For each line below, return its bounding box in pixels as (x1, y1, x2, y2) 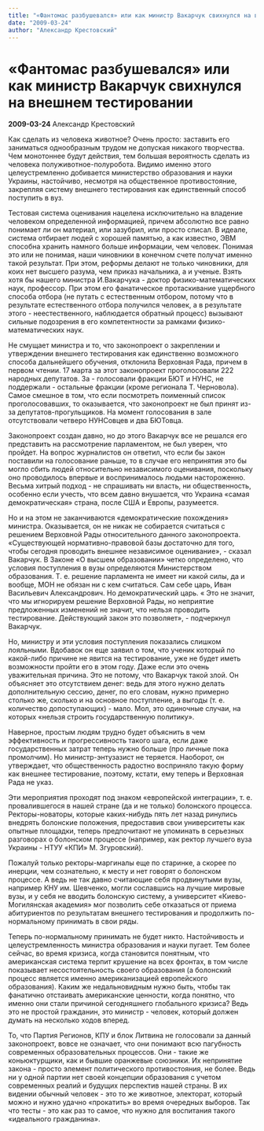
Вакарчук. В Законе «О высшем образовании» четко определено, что (8, 555, 244, 565)
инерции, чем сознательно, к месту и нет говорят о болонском (8, 867, 222, 876)
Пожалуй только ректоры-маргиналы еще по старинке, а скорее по (8, 858, 237, 868)
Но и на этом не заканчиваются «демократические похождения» (8, 513, 229, 523)
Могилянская (8, 900, 53, 909)
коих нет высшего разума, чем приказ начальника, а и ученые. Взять (8, 267, 242, 276)
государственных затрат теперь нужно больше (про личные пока (8, 744, 229, 753)
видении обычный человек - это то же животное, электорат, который (8, 1089, 242, 1099)
